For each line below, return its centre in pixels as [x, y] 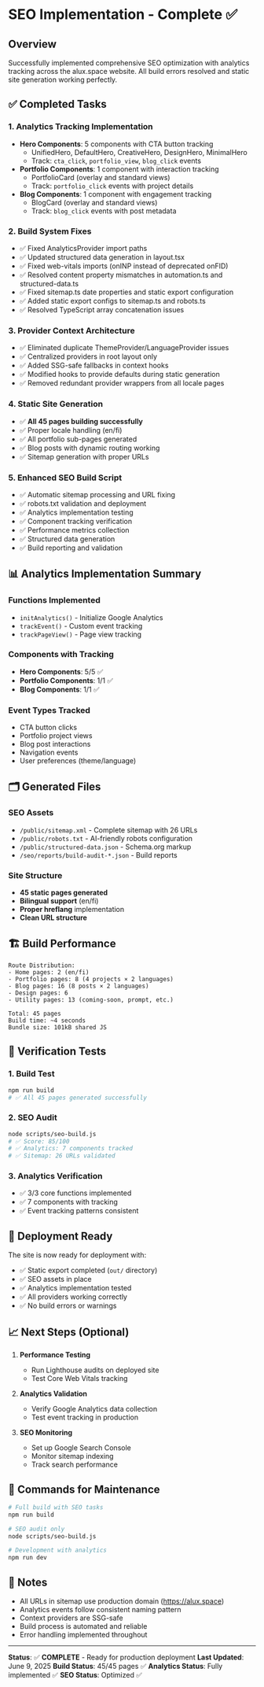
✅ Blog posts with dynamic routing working [90, 448]
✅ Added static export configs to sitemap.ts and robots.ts [112, 301]
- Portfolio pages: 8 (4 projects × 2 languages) [91, 979]
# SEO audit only [37, 1529]
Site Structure [35, 875]
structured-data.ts [49, 283]
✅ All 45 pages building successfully [81, 421]
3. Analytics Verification [55, 1176]
